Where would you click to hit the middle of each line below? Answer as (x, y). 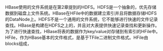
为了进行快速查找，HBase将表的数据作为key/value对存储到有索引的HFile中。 (83, 31)
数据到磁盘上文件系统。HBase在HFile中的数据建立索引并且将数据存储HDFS (81, 13)
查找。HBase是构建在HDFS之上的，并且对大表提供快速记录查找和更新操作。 (82, 25)
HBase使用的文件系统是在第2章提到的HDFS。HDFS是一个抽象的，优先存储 (81, 7)
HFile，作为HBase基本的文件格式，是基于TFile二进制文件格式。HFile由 (77, 37)
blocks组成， (18, 43)
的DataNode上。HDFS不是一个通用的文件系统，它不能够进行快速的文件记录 (81, 19)
